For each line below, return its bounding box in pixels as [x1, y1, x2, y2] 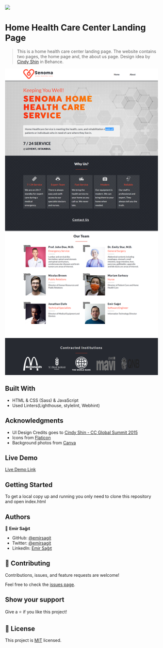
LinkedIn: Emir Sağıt [12, 545, 52, 551]
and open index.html [5, 499, 46, 505]
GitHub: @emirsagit [12, 535, 51, 540]
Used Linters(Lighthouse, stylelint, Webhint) [12, 402, 100, 408]
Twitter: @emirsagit [12, 540, 51, 546]
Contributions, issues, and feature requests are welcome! [5, 572, 120, 578]
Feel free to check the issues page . [5, 582, 75, 587]
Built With [5, 384, 35, 393]
